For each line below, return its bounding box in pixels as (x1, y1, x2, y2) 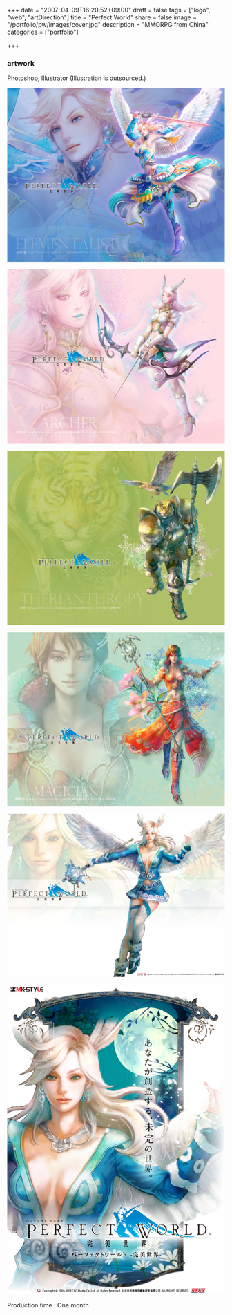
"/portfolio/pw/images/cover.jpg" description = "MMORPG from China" (7, 21, 209, 28)
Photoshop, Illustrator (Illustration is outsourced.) (7, 74, 146, 82)
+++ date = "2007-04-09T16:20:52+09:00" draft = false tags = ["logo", (7, 6, 211, 14)
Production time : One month (7, 1301, 89, 1309)
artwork (7, 58, 35, 68)
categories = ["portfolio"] (7, 28, 79, 36)
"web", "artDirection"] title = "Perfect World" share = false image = (7, 13, 197, 21)
